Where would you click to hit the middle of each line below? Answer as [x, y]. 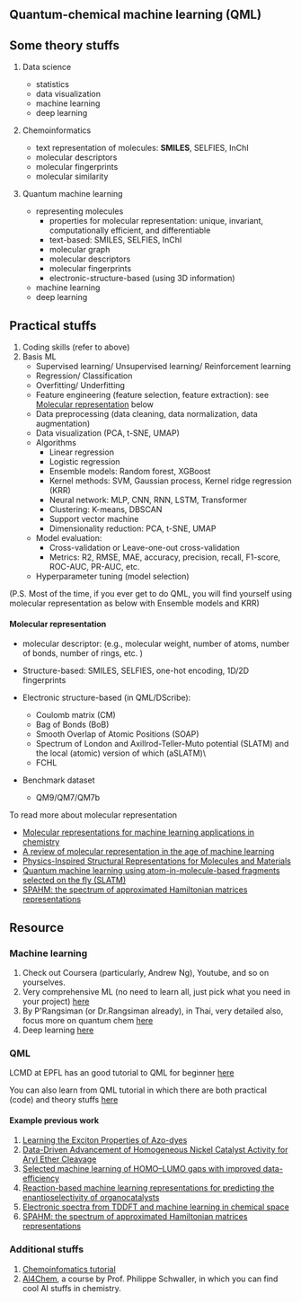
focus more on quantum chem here [88, 1020]
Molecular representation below [95, 404]
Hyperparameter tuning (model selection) [113, 576]
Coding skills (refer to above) [76, 347]
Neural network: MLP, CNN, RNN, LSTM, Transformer [148, 500]
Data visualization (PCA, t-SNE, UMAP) [107, 433]
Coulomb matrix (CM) [76, 715]
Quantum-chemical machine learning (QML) [136, 15]
